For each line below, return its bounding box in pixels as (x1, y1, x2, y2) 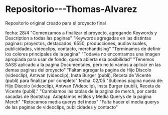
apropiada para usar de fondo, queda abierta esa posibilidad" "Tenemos (5, 56, 154, 62)
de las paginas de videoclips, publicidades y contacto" (5, 104, 118, 110)
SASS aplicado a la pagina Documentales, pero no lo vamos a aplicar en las (5, 61, 161, 67)
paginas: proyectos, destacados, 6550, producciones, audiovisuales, (5, 40, 147, 46)
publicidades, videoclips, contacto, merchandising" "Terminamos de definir (5, 45, 161, 51)
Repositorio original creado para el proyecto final (5, 20, 106, 26)
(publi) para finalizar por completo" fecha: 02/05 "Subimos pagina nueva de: (5, 77, 164, 83)
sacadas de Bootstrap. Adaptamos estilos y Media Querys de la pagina (5, 93, 152, 99)
